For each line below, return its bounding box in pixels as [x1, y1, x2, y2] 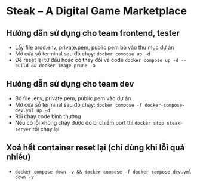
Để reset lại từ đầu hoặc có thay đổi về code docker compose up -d [14, 57, 179, 63]
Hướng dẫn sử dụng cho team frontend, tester [6, 28, 180, 38]
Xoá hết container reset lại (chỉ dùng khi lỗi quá [6, 143, 185, 153]
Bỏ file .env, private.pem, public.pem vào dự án [14, 94, 131, 102]
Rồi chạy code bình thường [14, 112, 81, 120]
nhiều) [6, 152, 31, 162]
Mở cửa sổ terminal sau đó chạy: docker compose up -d [14, 50, 150, 57]
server [14, 127, 32, 132]
